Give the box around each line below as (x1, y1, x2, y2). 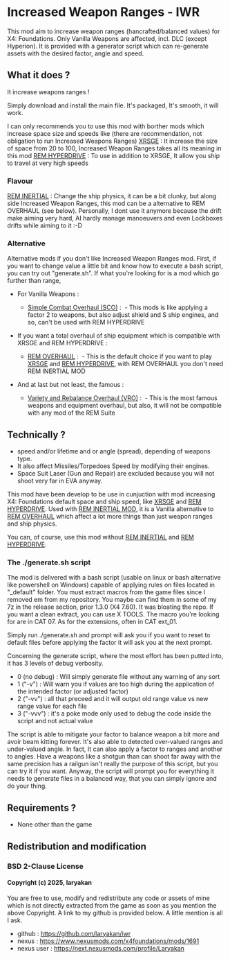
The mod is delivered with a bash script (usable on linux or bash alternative (7, 573, 221, 582)
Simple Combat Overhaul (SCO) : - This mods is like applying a (27, 303, 209, 312)
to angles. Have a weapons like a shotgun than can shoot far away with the (7, 752, 221, 761)
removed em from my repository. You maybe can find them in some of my (7, 596, 217, 604)
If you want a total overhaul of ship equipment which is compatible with (17, 331, 220, 340)
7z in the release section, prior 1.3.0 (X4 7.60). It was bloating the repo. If (7, 603, 214, 611)
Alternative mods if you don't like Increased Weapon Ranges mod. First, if (7, 254, 217, 263)
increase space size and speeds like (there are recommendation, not (7, 129, 202, 137)
